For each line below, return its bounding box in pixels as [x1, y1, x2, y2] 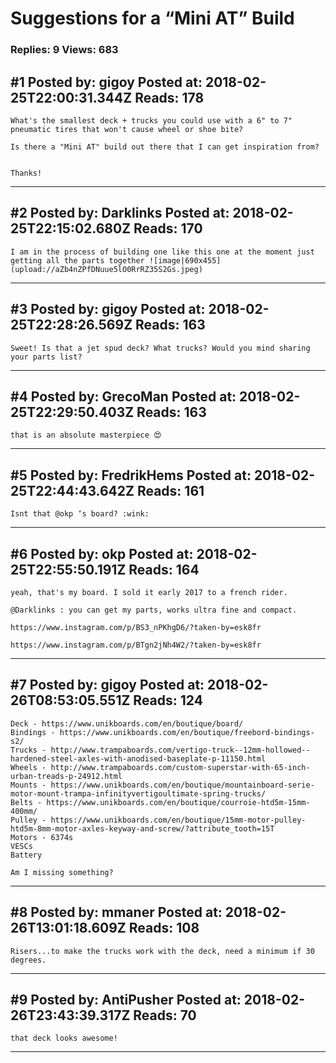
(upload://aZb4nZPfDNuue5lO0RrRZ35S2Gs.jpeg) [10, 264, 203, 274]
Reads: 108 [128, 920, 200, 937]
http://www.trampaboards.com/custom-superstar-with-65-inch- [50, 762, 311, 772]
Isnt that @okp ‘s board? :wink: [10, 509, 150, 519]
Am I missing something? [10, 867, 114, 877]
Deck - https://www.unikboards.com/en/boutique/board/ [10, 718, 244, 729]
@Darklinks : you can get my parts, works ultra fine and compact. [10, 605, 298, 615]
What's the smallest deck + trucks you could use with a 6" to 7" [10, 115, 293, 126]
